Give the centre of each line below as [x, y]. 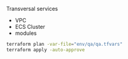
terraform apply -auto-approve [46, 50]
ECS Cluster [30, 27]
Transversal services [32, 9]
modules [26, 33]
